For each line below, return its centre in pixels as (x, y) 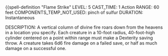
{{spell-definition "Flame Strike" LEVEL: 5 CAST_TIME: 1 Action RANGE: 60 (82, 7)
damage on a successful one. (36, 48)
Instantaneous (20, 18)
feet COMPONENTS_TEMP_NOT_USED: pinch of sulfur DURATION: (74, 12)
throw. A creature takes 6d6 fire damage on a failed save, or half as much (81, 43)
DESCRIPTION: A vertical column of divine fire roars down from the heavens (84, 27)
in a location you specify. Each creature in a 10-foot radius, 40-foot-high (80, 32)
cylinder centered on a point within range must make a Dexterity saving (79, 38)
